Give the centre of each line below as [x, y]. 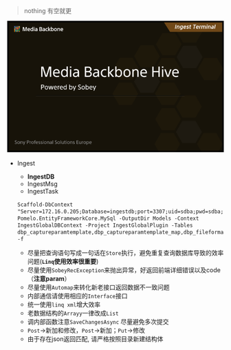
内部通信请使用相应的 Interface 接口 [78, 296]
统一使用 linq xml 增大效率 [64, 305]
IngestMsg [42, 184]
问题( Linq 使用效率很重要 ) [63, 262]
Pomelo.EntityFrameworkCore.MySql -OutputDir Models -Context [108, 219]
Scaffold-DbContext [45, 205]
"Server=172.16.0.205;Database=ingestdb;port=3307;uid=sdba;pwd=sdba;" [122, 212]
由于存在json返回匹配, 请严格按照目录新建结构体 [95, 339]
